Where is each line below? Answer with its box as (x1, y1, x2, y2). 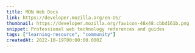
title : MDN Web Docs (6, 9, 59, 15)
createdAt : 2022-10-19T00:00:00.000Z (6, 37, 102, 43)
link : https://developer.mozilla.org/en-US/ (6, 15, 121, 21)
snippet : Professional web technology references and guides (6, 26, 165, 32)
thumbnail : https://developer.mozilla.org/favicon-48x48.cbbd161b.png (6, 20, 190, 26)
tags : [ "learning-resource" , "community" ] (6, 32, 116, 38)
